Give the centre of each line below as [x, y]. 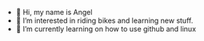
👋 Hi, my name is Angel [54, 12]
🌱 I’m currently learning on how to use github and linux [106, 29]
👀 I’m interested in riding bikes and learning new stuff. [104, 20]
